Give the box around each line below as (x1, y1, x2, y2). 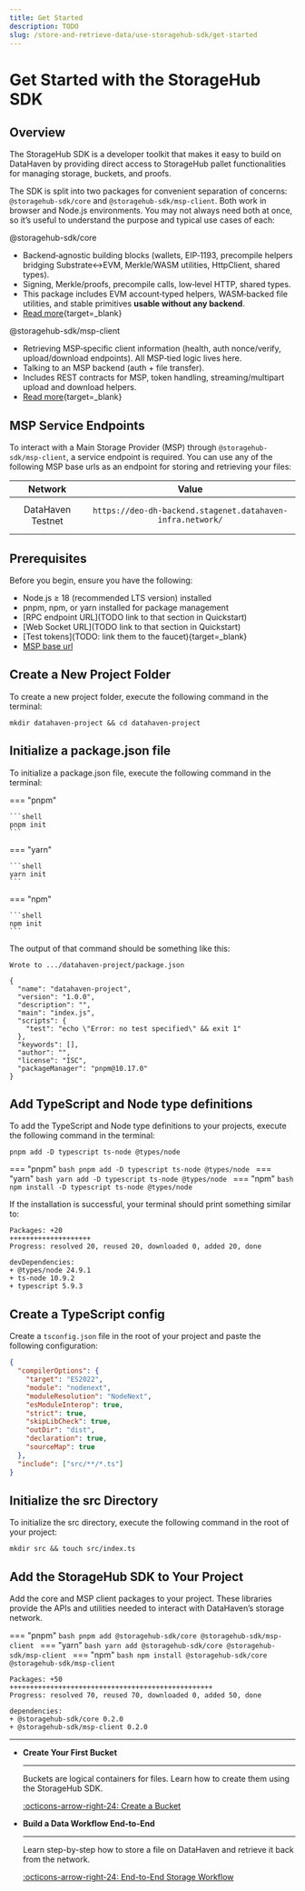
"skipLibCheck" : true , (25, 1417, 112, 1426)
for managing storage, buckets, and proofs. (9, 168, 172, 179)
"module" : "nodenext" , (25, 1383, 112, 1392)
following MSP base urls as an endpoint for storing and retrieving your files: (9, 461, 292, 473)
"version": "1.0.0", (17, 992, 95, 1001)
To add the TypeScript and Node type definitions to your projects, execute (9, 1120, 288, 1132)
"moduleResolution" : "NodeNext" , (25, 1392, 152, 1401)
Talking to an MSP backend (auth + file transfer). (22, 363, 205, 374)
